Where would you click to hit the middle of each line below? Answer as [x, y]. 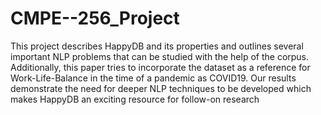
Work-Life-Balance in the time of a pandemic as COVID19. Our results [153, 78]
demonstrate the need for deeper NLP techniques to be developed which [161, 88]
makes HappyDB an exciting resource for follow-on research [135, 99]
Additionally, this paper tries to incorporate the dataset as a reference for [160, 67]
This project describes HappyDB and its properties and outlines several [157, 46]
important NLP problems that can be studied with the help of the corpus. [160, 56]
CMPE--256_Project [95, 18]
